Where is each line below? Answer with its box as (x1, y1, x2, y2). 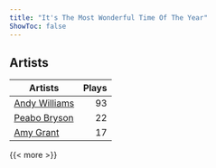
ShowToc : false (9, 22, 67, 31)
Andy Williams (14, 97, 75, 109)
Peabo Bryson (14, 112, 74, 125)
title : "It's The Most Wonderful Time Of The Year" (9, 13, 208, 23)
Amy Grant (14, 126, 60, 139)
